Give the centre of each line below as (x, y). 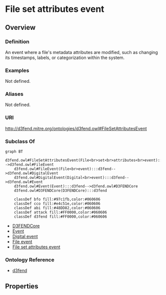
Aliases (14, 94)
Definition (17, 42)
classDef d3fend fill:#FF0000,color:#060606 (61, 217)
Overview (21, 28)
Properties (22, 286)
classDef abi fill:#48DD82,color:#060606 (57, 208)
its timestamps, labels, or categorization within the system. (65, 58)
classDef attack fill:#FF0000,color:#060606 (61, 212)
